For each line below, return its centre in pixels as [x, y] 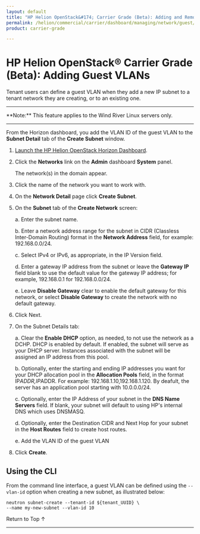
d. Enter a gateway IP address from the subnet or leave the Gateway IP [102, 267]
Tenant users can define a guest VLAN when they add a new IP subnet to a [98, 92]
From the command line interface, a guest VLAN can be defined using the [96, 486]
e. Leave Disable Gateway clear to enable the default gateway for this [101, 291]
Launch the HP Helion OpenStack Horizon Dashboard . [81, 150]
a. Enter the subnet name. [46, 219]
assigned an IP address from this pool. [62, 357]
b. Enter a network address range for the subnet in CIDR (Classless [97, 231]
